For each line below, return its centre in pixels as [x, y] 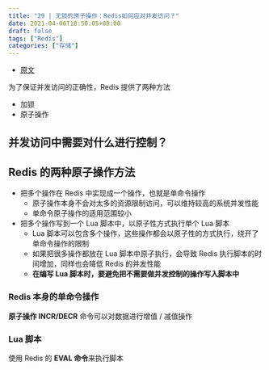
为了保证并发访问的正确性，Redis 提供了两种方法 [90, 87]
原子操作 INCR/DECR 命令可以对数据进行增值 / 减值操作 [100, 316]
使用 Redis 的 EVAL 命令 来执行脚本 [66, 358]
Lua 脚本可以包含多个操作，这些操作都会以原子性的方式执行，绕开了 [145, 233]
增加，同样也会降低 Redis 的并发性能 [100, 264]
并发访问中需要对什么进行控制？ [88, 142]
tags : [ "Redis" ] [36, 38]
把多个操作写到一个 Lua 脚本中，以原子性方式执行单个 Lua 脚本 [125, 224]
